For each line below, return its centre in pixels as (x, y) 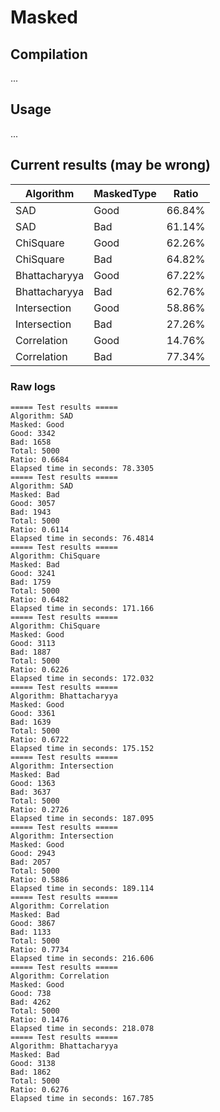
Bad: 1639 (31, 722)
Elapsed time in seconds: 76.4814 (82, 538)
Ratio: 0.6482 (40, 599)
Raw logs (33, 386)
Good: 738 (31, 993)
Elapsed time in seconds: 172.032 (82, 678)
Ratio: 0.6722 (40, 739)
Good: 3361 (33, 713)
